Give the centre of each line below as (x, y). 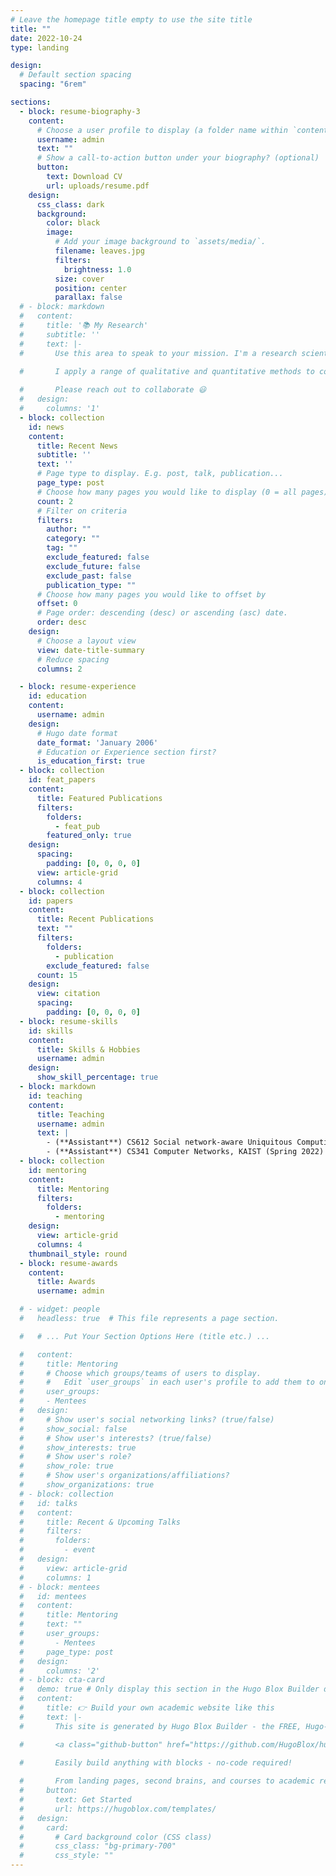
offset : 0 (57, 604)
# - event (58, 1550)
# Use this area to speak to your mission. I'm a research (158, 353)
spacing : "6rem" (53, 84)
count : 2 (55, 501)
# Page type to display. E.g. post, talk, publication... (160, 474)
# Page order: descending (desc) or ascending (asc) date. (162, 613)
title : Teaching (70, 1114)
